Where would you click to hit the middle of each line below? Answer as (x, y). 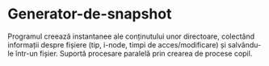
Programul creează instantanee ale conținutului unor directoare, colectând (131, 36)
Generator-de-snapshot (90, 14)
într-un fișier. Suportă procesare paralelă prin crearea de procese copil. (134, 53)
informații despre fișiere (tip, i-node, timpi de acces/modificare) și (117, 44)
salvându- (245, 44)
